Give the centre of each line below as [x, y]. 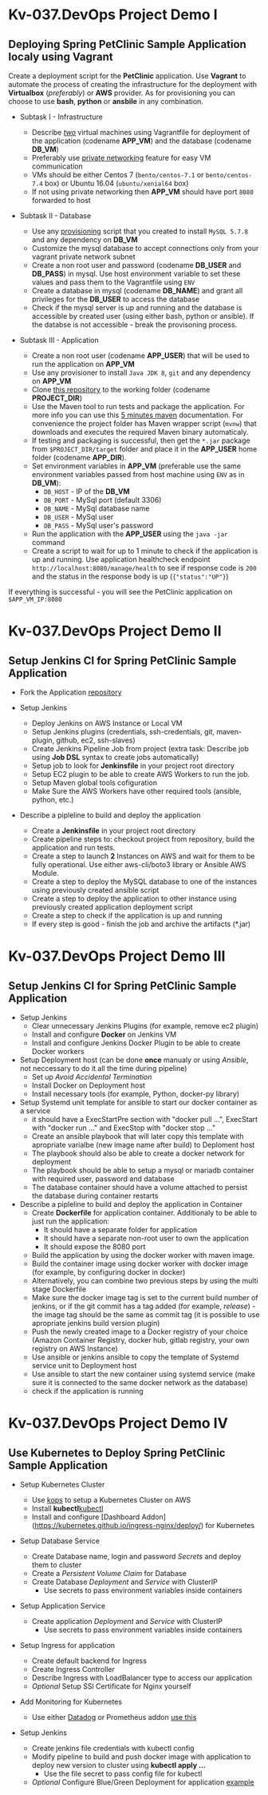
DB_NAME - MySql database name [97, 508]
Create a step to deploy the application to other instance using [134, 898]
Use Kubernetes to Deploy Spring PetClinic [117, 1453]
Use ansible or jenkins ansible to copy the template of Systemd [135, 1357]
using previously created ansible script [95, 890]
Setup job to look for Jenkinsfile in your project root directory [133, 766]
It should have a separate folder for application [120, 1230]
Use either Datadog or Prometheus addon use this [114, 1717]
